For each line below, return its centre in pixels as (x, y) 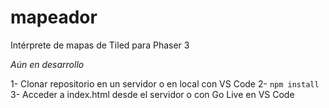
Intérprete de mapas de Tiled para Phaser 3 (100, 45)
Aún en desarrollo (47, 64)
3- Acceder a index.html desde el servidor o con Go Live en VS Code (152, 94)
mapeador (54, 17)
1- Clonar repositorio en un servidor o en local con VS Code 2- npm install (165, 83)
